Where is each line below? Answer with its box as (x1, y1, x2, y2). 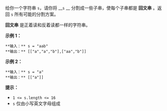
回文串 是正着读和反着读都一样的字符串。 (5, 22, 91, 28)
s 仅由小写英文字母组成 (12, 100, 60, 106)
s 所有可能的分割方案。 (11, 11, 59, 17)
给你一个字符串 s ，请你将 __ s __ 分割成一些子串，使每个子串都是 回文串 (5, 5, 152, 11)
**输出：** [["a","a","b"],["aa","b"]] (5, 49, 87, 54)
